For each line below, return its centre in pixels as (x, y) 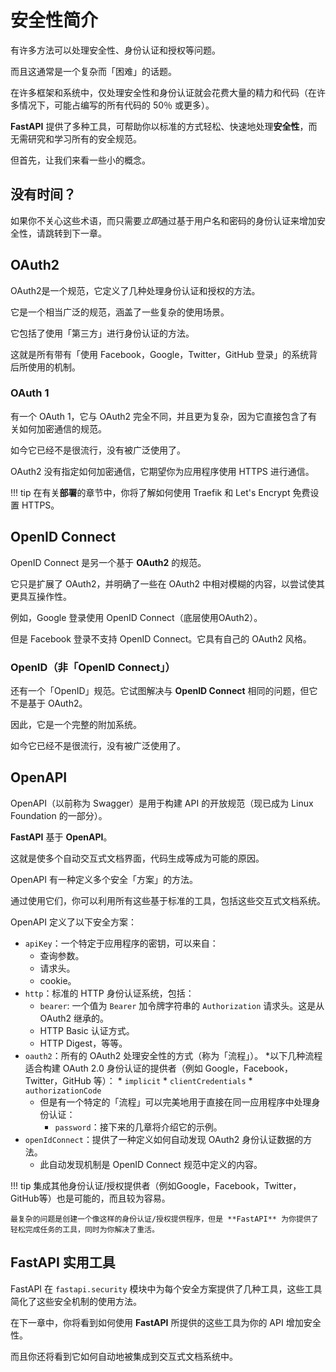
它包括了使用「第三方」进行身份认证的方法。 (102, 333)
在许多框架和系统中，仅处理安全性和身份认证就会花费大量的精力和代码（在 (163, 92)
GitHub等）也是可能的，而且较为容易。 (90, 1198)
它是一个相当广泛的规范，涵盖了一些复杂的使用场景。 (120, 312)
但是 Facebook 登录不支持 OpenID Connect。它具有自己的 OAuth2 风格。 (161, 638)
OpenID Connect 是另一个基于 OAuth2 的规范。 (108, 562)
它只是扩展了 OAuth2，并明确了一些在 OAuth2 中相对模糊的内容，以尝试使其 (167, 583)
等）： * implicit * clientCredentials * (173, 1080)
